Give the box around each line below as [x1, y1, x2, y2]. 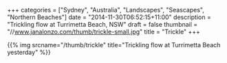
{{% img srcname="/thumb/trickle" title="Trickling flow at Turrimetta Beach [7, 41, 221, 49]
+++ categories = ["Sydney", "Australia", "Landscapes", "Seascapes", [7, 6, 204, 14]
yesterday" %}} [7, 48, 52, 56]
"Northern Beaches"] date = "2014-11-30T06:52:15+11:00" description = [7, 13, 211, 21]
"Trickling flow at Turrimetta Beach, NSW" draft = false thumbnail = [7, 21, 198, 28]
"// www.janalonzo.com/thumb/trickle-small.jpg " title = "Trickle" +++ [7, 27, 201, 36]
